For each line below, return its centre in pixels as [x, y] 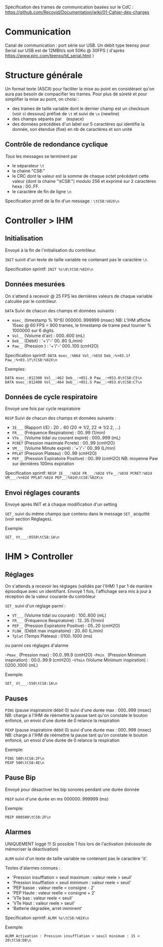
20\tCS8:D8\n [18, 940]
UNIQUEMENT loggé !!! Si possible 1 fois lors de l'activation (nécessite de [78, 844]
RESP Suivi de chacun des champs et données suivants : [61, 418]
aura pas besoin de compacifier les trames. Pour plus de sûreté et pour [76, 94]
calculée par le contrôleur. [31, 301]
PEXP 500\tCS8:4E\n [25, 763]
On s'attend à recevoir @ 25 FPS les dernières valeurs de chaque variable [79, 296]
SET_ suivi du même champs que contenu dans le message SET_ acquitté [77, 514]
